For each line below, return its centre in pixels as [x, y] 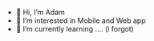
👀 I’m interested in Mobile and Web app [81, 20]
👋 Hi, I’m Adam [41, 12]
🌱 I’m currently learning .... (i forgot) [75, 29]
